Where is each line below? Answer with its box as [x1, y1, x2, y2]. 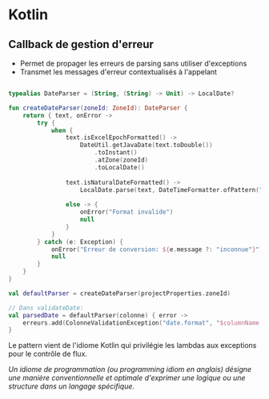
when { [50, 126, 74, 134]
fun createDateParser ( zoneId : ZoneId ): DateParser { [8, 104, 188, 112]
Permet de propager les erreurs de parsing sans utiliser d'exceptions [19, 58, 247, 68]
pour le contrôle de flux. [8, 349, 88, 359]
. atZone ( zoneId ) [94, 156, 149, 164]
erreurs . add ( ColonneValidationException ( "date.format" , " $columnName [22, 318, 260, 327]
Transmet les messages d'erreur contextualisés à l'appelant [19, 67, 218, 77]
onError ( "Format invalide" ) [79, 208, 174, 217]
